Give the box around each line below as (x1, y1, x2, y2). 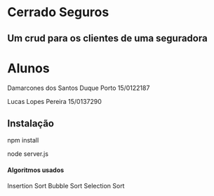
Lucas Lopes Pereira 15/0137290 (7, 97, 102, 105)
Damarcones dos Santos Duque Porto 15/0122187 (7, 84, 150, 92)
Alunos (7, 60, 51, 76)
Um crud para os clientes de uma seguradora (7, 32, 208, 44)
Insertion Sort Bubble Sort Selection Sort (7, 181, 125, 190)
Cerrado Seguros (7, 4, 109, 20)
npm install (7, 136, 39, 145)
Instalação (7, 117, 55, 129)
